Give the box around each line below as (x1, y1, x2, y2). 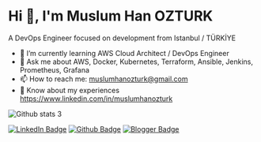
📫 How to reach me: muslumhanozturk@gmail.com (19, 74, 188, 84)
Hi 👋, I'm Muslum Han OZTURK (8, 7, 214, 25)
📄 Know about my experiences (19, 85, 120, 95)
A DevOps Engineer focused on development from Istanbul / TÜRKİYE (8, 33, 236, 43)
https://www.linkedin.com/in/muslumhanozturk (19, 94, 173, 103)
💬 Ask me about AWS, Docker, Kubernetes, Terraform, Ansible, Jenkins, (19, 57, 254, 66)
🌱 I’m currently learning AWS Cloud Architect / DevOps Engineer (19, 48, 229, 58)
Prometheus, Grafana (19, 65, 89, 74)
